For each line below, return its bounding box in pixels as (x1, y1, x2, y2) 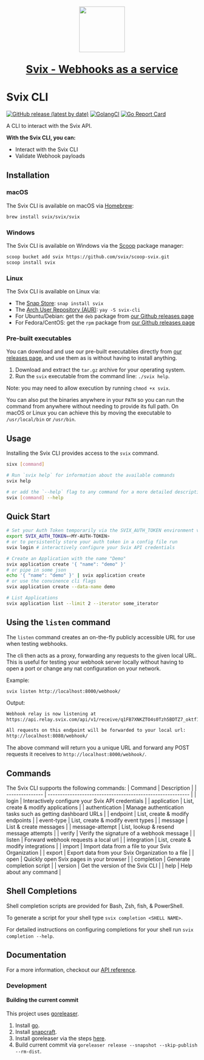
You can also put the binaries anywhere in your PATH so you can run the (6, 396, 185, 404)
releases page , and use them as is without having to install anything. (6, 354, 177, 362)
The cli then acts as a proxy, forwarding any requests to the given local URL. (6, 651, 197, 659)
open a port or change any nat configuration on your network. (6, 664, 161, 672)
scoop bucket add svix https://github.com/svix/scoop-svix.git (6, 253, 170, 260)
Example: (6, 676, 30, 684)
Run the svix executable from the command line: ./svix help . (15, 373, 170, 380)
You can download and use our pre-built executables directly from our (6, 348, 182, 356)
